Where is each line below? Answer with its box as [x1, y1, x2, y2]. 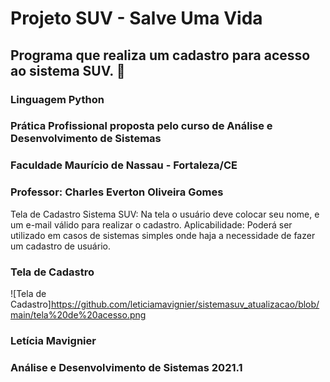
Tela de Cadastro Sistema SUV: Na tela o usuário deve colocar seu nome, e [10, 208, 320, 220]
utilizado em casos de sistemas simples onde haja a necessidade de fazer [10, 229, 316, 241]
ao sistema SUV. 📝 [10, 62, 126, 79]
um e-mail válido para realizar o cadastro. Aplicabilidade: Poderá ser [10, 218, 293, 231]
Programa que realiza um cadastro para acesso [10, 47, 311, 64]
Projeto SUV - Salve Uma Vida [10, 7, 263, 30]
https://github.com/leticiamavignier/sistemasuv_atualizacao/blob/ [50, 298, 320, 310]
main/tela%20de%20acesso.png [10, 308, 147, 321]
